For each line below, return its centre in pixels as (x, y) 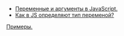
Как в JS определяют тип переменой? (64, 15)
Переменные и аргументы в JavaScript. (66, 9)
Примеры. (20, 27)
